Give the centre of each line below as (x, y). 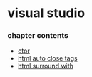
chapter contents (38, 36)
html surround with (45, 66)
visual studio (46, 13)
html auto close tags (47, 58)
